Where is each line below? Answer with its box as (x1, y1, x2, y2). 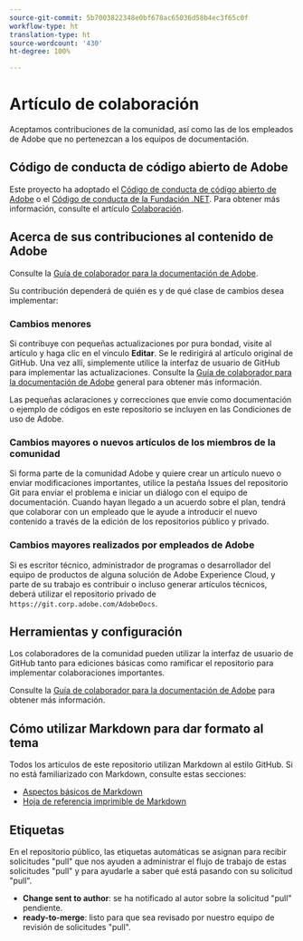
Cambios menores (9, 317, 92, 330)
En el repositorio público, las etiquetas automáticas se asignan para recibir (9, 847, 288, 858)
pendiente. (22, 903, 63, 914)
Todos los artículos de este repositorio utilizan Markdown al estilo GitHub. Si (9, 759, 294, 771)
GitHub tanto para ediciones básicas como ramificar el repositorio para (9, 658, 274, 669)
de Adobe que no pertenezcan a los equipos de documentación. (9, 133, 250, 145)
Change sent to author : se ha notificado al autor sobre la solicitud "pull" (22, 893, 292, 904)
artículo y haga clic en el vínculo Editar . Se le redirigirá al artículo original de (9, 347, 294, 358)
